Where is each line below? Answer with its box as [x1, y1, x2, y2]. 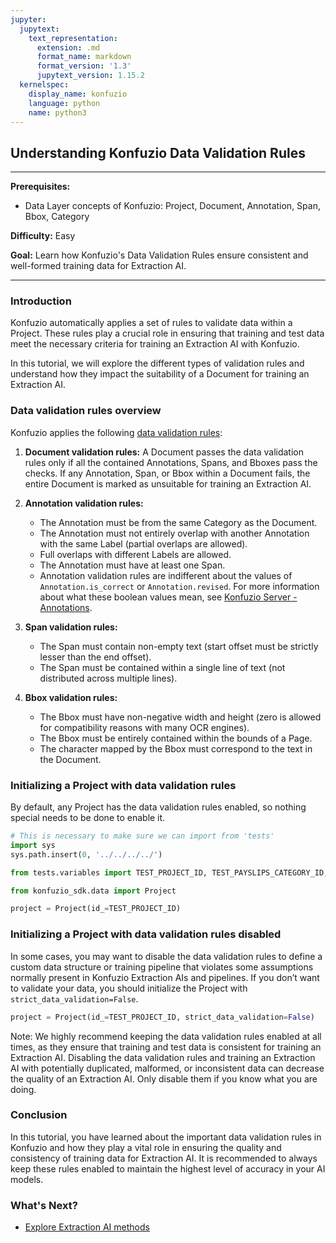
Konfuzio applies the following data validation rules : [10, 426, 223, 438]
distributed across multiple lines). [39, 672, 178, 684]
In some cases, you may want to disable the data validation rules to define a [10, 950, 323, 962]
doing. [10, 1083, 37, 1095]
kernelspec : [19, 80, 70, 90]
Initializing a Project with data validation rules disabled [10, 927, 282, 941]
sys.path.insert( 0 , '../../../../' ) [10, 849, 163, 860]
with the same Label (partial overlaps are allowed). [39, 537, 248, 550]
